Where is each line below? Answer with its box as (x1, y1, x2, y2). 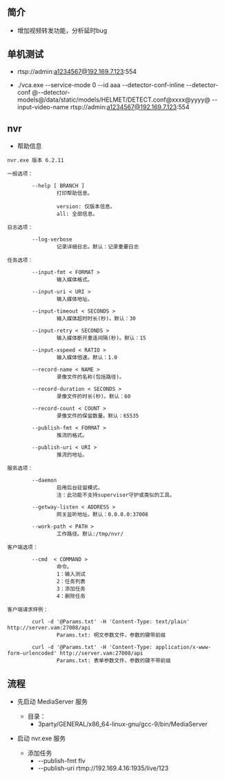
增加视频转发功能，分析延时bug (17, 26, 108, 35)
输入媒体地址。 (56, 296, 93, 303)
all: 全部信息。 (56, 210, 98, 218)
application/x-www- (155, 644, 212, 651)
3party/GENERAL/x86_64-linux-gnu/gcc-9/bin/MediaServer (37, 720, 208, 728)
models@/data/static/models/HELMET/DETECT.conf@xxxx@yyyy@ (17, 95, 211, 104)
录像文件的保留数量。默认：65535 (56, 412, 139, 420)
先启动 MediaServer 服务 (17, 697, 88, 706)
